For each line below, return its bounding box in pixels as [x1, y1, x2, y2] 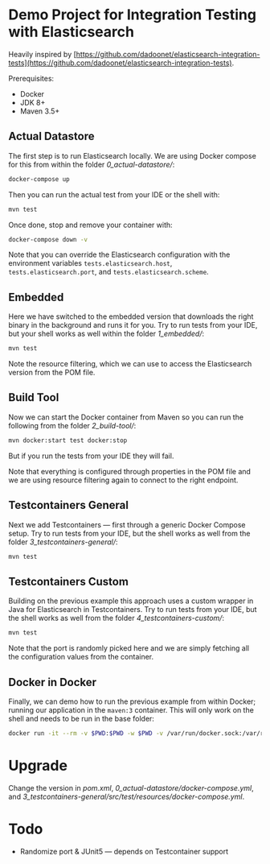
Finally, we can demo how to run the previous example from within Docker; [8, 697, 256, 706]
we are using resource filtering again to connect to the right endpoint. [8, 475, 239, 485]
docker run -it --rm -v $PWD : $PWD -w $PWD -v [8, 729, 163, 738]
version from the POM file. [8, 368, 96, 378]
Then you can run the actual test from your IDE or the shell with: [8, 189, 220, 199]
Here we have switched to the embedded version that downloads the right [8, 312, 254, 321]
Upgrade [8, 757, 68, 775]
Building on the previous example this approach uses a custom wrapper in [8, 596, 254, 606]
